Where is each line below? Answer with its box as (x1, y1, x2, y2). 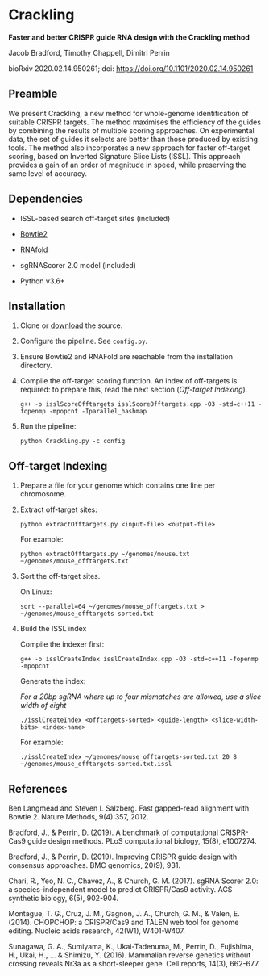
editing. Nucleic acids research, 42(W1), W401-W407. (8, 926, 185, 936)
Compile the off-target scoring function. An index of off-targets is (19, 376, 238, 386)
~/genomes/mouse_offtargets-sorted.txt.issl (19, 760, 172, 769)
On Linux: (19, 587, 52, 597)
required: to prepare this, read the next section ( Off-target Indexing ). (19, 385, 248, 395)
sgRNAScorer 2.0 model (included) (19, 260, 137, 270)
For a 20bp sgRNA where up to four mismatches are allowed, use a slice (19, 692, 262, 702)
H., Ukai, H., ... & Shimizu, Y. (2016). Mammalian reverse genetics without (8, 950, 251, 960)
